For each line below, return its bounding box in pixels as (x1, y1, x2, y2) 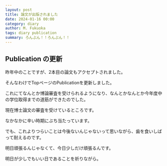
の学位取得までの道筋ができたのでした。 (5, 96, 88, 102)
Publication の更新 (5, 55, 63, 63)
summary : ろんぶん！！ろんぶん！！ (5, 35, 70, 40)
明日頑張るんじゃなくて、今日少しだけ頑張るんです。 (5, 145, 114, 151)
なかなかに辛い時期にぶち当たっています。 (5, 118, 92, 124)
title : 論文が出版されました (5, 12, 58, 17)
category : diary (5, 21, 39, 26)
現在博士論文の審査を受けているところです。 (5, 107, 97, 113)
